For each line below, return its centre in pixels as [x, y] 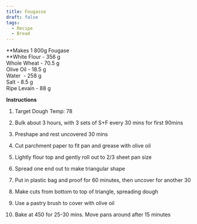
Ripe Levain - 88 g [29, 88]
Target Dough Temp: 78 [43, 111]
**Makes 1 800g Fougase [38, 50]
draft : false [22, 17]
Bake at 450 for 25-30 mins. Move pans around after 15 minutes [93, 215]
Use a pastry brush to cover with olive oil [64, 203]
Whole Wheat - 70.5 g [33, 63]
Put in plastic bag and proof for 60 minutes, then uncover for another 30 [103, 180]
